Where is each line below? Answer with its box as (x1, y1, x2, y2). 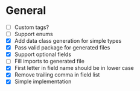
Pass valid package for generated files (14, 44, 110, 51)
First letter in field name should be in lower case (14, 64, 134, 72)
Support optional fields (14, 51, 72, 58)
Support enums (14, 31, 53, 37)
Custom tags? (14, 24, 49, 31)
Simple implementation (14, 78, 72, 85)
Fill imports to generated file (14, 58, 85, 65)
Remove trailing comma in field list (14, 71, 100, 78)
